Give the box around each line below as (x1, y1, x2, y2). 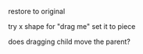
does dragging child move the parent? (8, 37, 130, 46)
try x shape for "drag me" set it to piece (8, 22, 136, 31)
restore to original (8, 7, 66, 16)
